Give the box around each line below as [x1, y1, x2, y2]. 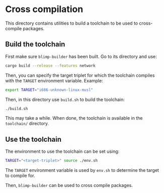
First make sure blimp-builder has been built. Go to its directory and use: [5, 53, 157, 59]
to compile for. [5, 172, 35, 179]
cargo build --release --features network [5, 63, 96, 68]
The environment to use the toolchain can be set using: [5, 148, 120, 154]
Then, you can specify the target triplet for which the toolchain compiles [5, 72, 155, 78]
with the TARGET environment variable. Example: [5, 77, 103, 83]
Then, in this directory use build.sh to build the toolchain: [5, 96, 125, 103]
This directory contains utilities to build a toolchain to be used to [5, 20, 138, 26]
